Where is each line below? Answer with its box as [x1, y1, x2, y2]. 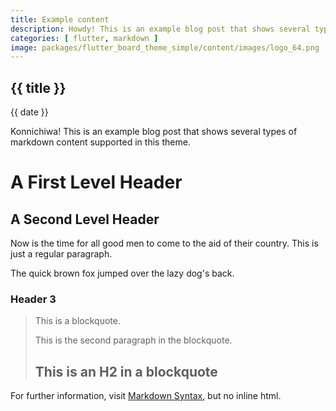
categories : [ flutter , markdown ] [10, 33, 159, 43]
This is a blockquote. [34, 315, 121, 327]
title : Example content [10, 14, 110, 25]
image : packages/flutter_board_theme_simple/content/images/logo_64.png [10, 42, 320, 53]
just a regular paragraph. [10, 248, 113, 260]
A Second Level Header [10, 211, 160, 228]
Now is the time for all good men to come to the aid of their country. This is [10, 237, 319, 250]
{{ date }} [10, 106, 49, 118]
